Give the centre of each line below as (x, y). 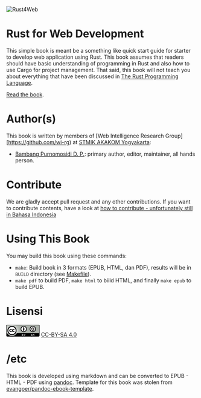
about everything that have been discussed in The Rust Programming (93, 76)
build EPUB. (30, 287)
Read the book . (25, 95)
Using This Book (48, 239)
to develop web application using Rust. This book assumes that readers (95, 57)
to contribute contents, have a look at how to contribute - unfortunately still (100, 208)
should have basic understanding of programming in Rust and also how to (98, 63)
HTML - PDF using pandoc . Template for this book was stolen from (90, 382)
